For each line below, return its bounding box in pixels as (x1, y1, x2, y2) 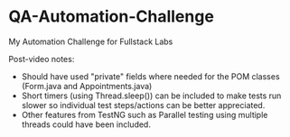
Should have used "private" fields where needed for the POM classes (21, 70, 281, 82)
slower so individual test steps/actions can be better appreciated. (21, 99, 266, 110)
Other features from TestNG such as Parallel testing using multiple (21, 109, 268, 120)
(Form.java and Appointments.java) (21, 80, 153, 91)
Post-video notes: (8, 53, 75, 64)
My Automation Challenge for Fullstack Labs (8, 36, 173, 47)
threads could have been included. (21, 119, 151, 130)
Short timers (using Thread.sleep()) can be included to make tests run (21, 90, 282, 101)
